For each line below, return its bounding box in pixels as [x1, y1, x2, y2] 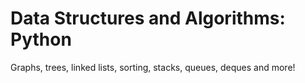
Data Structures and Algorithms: [10, 7, 286, 30]
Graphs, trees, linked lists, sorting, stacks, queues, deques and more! [10, 61, 296, 73]
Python [10, 28, 72, 51]
